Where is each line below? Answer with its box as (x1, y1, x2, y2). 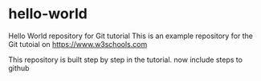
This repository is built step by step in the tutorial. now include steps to (8, 55, 243, 64)
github (8, 63, 30, 72)
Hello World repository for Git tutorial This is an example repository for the (8, 31, 254, 40)
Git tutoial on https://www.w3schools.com (8, 39, 148, 48)
